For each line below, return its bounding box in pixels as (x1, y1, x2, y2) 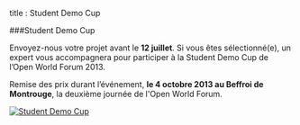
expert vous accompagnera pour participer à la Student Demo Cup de (9, 52, 268, 62)
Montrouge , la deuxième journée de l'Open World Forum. (9, 89, 223, 99)
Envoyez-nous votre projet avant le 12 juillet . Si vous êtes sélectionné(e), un (9, 42, 291, 53)
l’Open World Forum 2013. (9, 62, 106, 72)
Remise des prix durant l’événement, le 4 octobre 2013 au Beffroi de (9, 79, 264, 89)
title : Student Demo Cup (9, 8, 101, 18)
